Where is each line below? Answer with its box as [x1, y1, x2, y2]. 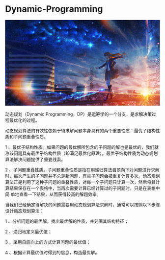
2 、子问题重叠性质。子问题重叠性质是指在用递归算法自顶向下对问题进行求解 [5, 166, 160, 172]
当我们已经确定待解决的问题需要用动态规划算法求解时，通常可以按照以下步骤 [5, 202, 160, 208]
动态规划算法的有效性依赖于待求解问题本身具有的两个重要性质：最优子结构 [5, 127, 156, 133]
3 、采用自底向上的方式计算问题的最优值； [5, 239, 91, 245]
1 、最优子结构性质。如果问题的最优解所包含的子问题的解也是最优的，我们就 [5, 144, 159, 150]
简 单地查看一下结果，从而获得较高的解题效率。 [5, 191, 101, 197]
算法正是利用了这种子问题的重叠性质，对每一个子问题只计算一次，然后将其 [5, 179, 156, 185]
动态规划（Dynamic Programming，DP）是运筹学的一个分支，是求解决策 [5, 111, 152, 117]
